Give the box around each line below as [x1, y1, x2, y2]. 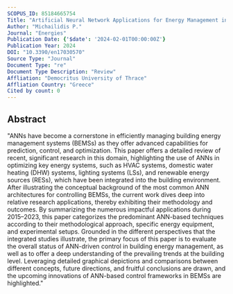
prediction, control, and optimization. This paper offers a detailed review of [7, 146, 221, 155]
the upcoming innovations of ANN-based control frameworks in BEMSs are [7, 271, 222, 279]
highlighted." [7, 279, 44, 287]
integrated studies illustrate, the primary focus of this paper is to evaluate [7, 234, 217, 243]
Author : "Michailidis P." [7, 23, 82, 30]
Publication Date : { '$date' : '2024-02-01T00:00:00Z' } [7, 36, 166, 43]
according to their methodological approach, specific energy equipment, [7, 220, 215, 228]
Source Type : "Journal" [7, 55, 76, 62]
